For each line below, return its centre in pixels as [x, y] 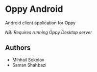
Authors [18, 48]
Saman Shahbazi [29, 65]
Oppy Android [34, 9]
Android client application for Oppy [40, 23]
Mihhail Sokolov [28, 60]
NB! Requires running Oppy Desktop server [48, 32]
